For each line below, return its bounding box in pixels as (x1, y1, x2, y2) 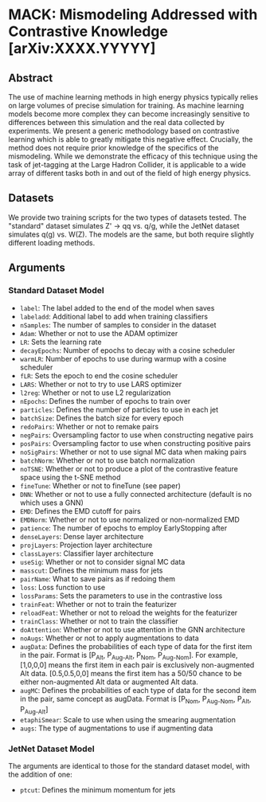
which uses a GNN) (19, 498, 84, 507)
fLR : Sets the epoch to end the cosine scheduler (19, 370, 178, 380)
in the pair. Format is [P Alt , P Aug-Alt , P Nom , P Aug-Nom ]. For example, (19, 650, 238, 662)
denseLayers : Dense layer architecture (19, 531, 144, 541)
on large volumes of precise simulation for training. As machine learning (8, 101, 244, 110)
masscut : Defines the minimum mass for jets (19, 565, 163, 575)
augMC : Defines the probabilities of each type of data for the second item (19, 686, 256, 695)
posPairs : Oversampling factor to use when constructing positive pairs (19, 438, 251, 448)
